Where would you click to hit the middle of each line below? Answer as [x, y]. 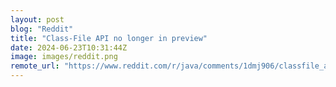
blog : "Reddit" [42, 29]
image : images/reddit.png [64, 57]
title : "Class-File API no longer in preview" [109, 38]
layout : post [37, 19]
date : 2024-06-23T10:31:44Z [69, 47]
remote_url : [35, 66]
